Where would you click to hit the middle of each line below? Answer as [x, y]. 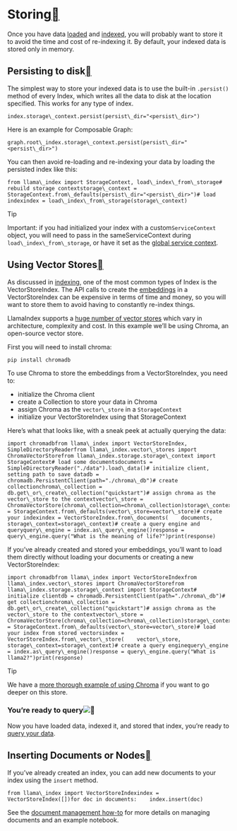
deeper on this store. [38, 692]
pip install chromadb [39, 360]
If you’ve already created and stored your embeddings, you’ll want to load [115, 549]
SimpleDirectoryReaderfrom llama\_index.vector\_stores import [102, 449]
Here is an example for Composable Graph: [70, 129]
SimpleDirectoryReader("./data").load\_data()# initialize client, [109, 468]
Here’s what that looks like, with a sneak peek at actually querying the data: [117, 430]
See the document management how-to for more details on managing [109, 812]
